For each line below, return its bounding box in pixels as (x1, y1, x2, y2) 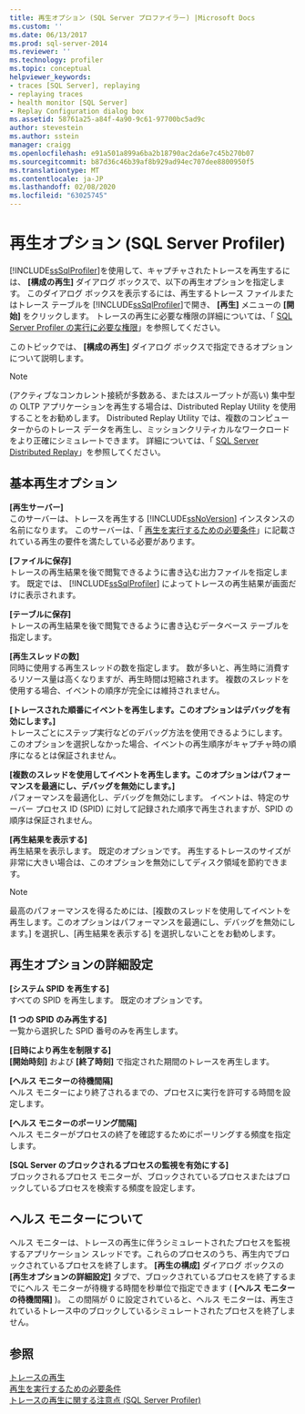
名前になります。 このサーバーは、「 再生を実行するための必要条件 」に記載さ (9, 524, 297, 535)
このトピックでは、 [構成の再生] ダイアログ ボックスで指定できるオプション (9, 341, 293, 351)
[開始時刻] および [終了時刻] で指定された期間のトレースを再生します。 (9, 1055, 275, 1066)
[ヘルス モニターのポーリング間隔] (9, 1117, 137, 1128)
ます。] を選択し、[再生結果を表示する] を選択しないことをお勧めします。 (9, 928, 280, 939)
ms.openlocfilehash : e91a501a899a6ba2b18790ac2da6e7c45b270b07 (9, 148, 255, 158)
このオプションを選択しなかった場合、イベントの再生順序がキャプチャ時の (9, 738, 289, 749)
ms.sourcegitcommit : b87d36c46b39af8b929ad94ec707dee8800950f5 (9, 157, 255, 167)
